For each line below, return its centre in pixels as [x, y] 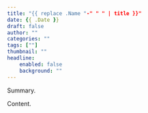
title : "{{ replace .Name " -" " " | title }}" [74, 13]
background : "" [41, 71]
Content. [19, 103]
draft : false [26, 26]
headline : [21, 58]
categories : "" [29, 39]
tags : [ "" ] [23, 45]
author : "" [23, 33]
